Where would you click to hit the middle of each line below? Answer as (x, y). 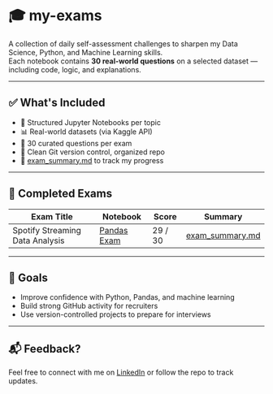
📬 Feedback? (45, 349)
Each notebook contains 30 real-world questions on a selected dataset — (133, 61)
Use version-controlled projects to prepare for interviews (115, 314)
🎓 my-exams (56, 16)
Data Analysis (39, 240)
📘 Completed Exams (60, 194)
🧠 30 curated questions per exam (76, 143)
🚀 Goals (28, 277)
